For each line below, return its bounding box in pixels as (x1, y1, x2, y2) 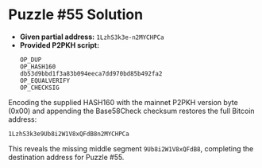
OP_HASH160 (19, 62, 56, 71)
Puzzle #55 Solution (8, 6, 144, 24)
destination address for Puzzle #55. (8, 152, 125, 162)
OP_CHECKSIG (19, 84, 60, 92)
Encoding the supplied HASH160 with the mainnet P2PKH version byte (8, 97, 238, 107)
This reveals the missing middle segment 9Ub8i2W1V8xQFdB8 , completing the (8, 143, 254, 153)
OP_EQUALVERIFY (19, 76, 71, 84)
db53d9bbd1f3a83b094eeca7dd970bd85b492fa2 (19, 69, 163, 77)
